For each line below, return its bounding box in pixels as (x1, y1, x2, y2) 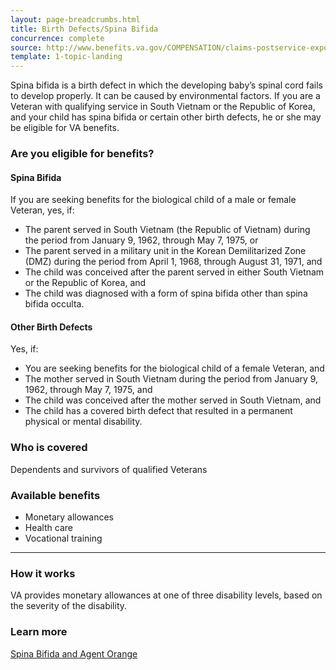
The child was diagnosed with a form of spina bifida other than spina (24, 287, 308, 300)
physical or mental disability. (24, 416, 143, 428)
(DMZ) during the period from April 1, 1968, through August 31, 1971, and (24, 256, 323, 268)
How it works (10, 566, 76, 580)
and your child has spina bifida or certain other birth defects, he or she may (10, 111, 322, 123)
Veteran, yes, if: (10, 204, 75, 216)
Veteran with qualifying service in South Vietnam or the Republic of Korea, (10, 101, 316, 113)
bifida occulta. (24, 298, 85, 310)
